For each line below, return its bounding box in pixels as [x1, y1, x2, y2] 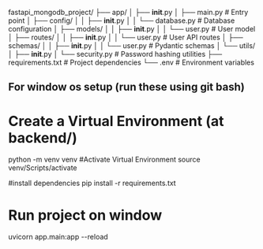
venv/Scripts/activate [8, 163, 77, 173]
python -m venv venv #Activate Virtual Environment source [8, 154, 201, 165]
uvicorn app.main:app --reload [8, 232, 108, 242]
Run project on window [8, 206, 163, 224]
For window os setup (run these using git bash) [8, 80, 245, 94]
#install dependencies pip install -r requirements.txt [8, 178, 176, 188]
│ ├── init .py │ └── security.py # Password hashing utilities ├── [8, 50, 223, 58]
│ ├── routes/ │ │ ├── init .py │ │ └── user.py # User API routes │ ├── [8, 32, 243, 42]
